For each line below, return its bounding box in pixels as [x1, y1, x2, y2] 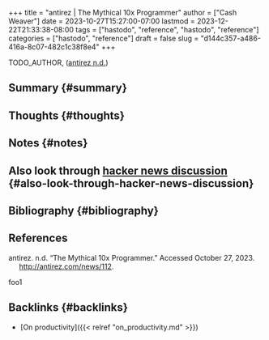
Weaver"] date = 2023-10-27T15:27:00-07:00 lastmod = [8, 16, 196, 26]
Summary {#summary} [8, 81, 128, 95]
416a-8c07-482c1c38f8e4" [8, 42, 100, 52]
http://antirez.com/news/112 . [19, 261, 114, 271]
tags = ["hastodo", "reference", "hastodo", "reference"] [75, 25, 259, 34]
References [8, 232, 68, 245]
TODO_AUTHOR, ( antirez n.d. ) [8, 57, 109, 67]
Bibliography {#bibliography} [8, 203, 160, 218]
